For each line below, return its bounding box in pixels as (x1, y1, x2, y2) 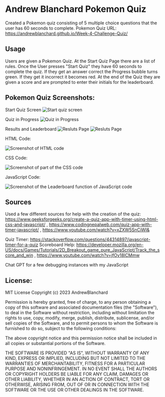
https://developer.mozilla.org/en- (76, 242, 144, 248)
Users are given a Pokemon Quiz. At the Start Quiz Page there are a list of (5, 58, 156, 64)
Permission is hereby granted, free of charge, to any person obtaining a (5, 299, 151, 305)
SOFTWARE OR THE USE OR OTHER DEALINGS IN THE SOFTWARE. (5, 387, 144, 393)
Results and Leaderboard (5, 126, 57, 132)
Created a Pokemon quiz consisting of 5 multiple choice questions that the (5, 20, 158, 26)
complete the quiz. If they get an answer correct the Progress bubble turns (5, 68, 158, 74)
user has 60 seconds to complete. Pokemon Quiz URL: (5, 25, 117, 31)
